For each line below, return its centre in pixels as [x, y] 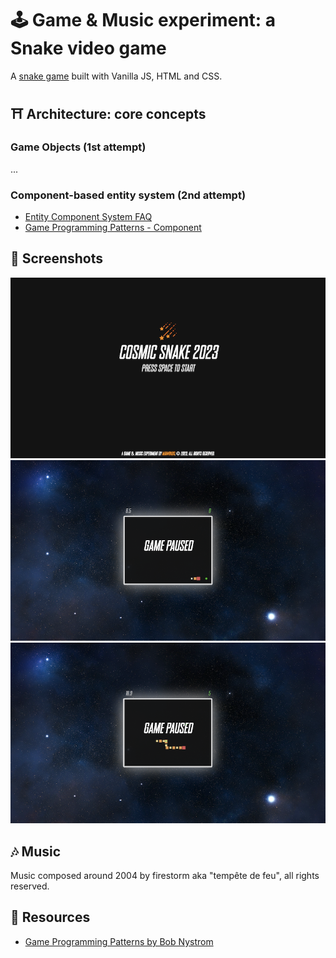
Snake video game [88, 48]
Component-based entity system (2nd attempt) [128, 195]
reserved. [30, 886]
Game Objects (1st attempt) [78, 147]
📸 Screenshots [57, 258]
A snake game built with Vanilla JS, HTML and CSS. [116, 76]
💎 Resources [50, 917]
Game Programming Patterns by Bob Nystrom [119, 941]
